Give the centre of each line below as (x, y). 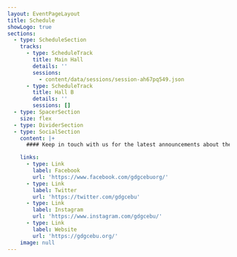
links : (30, 158)
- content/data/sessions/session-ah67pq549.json (111, 79)
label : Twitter (55, 190)
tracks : (31, 46)
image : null (37, 243)
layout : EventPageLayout (44, 14)
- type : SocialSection (47, 132)
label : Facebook (56, 170)
